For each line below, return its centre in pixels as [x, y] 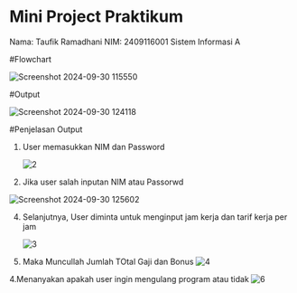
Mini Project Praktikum [96, 17]
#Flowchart [31, 59]
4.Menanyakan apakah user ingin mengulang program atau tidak [130, 279]
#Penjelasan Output [46, 129]
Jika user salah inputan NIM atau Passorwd [103, 182]
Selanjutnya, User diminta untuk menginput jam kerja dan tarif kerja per [155, 217]
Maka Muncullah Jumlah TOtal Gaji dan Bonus [108, 261]
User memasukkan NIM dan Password [93, 146]
